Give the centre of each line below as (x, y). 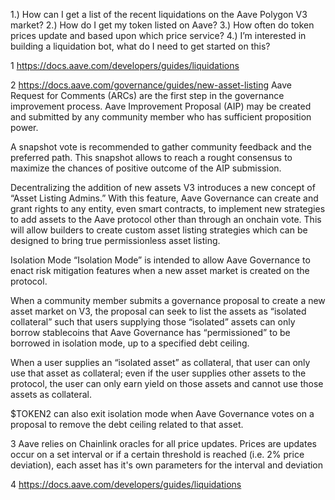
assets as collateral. (51, 394)
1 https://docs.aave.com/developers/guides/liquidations (125, 65)
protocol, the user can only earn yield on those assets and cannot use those (167, 383)
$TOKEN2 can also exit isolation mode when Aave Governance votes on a (162, 413)
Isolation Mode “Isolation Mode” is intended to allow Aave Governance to (160, 260)
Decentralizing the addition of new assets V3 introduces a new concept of (163, 187)
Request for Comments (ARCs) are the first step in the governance (147, 95)
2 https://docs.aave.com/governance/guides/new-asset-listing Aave (151, 85)
